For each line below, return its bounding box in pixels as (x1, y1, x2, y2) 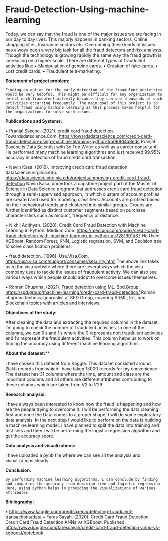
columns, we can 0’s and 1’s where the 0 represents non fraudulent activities (5, 330, 163, 336)
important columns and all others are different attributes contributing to (5, 376, 152, 382)
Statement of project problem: (5, 78, 70, 84)
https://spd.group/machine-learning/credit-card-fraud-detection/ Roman (5, 289, 156, 295)
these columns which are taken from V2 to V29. (5, 381, 104, 387)
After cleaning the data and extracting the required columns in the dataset (5, 319, 158, 325)
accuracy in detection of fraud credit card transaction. (5, 154, 117, 160)
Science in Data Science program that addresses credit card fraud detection (5, 186, 163, 192)
